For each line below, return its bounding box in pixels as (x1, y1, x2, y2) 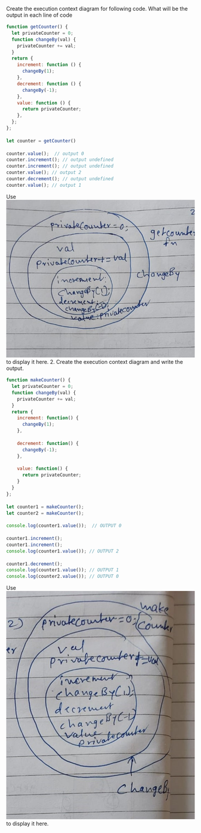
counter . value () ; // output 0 (6, 150, 84, 157)
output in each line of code (6, 11, 73, 19)
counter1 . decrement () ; (6, 561, 63, 567)
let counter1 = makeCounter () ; (6, 504, 84, 510)
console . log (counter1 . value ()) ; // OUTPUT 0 (6, 523, 121, 529)
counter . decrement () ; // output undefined (6, 176, 114, 182)
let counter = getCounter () (6, 138, 77, 144)
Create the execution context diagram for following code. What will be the (6, 5, 188, 12)
